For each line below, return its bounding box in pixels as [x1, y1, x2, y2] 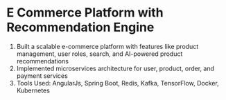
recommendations [16, 57, 69, 65]
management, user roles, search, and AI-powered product [16, 50, 183, 58]
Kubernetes [16, 86, 50, 94]
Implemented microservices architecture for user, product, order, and [16, 64, 215, 72]
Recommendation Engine [6, 19, 155, 35]
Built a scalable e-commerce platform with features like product [16, 42, 199, 50]
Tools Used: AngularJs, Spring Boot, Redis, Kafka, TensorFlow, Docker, [16, 79, 219, 87]
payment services [16, 71, 69, 80]
